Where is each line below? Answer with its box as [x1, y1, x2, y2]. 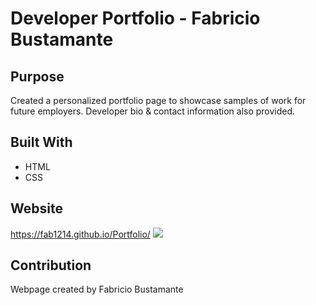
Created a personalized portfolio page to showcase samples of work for [10, 95, 307, 106]
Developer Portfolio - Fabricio [10, 7, 261, 30]
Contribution [10, 257, 92, 274]
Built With [10, 134, 73, 151]
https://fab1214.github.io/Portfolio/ [10, 228, 151, 240]
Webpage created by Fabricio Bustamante [10, 283, 184, 296]
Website [10, 200, 63, 217]
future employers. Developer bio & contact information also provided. [10, 105, 296, 117]
